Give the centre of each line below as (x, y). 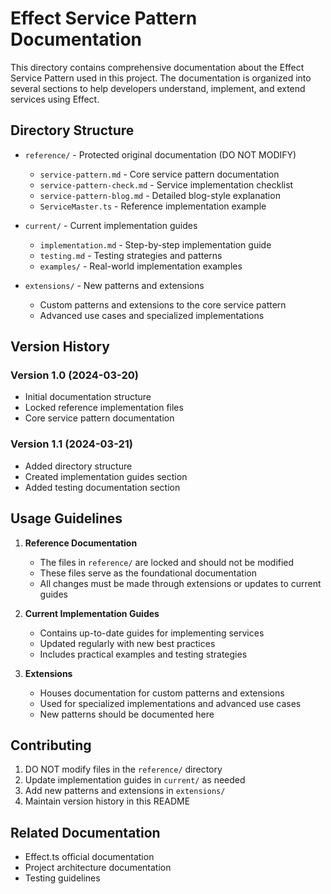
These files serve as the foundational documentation (148, 573)
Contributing (51, 745)
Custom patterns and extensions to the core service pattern (163, 304)
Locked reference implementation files (104, 408)
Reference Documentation (81, 543)
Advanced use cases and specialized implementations (152, 315)
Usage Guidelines (66, 518)
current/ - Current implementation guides (111, 225)
